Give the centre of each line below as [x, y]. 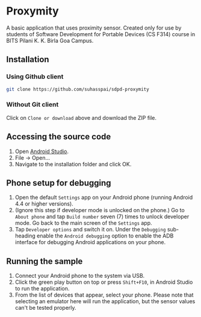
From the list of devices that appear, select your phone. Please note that [104, 295]
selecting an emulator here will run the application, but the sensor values [105, 301]
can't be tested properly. [45, 308]
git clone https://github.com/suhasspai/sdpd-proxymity [78, 89]
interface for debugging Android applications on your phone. [90, 242]
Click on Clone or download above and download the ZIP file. [82, 118]
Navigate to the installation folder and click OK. [73, 164]
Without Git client [32, 105]
